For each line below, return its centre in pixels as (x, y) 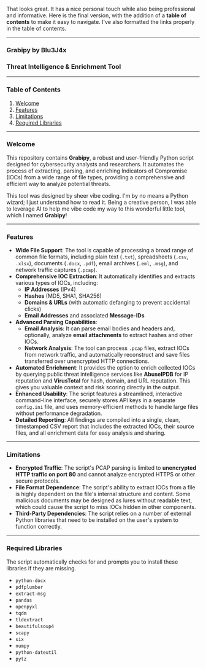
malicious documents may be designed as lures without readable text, (104, 500)
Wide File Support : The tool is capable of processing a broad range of (104, 251)
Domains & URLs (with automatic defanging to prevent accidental (107, 303)
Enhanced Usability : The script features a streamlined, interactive (99, 394)
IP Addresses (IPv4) (50, 289)
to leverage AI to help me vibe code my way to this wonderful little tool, (96, 209)
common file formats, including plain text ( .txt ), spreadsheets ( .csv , (102, 257)
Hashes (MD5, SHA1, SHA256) (63, 296)
